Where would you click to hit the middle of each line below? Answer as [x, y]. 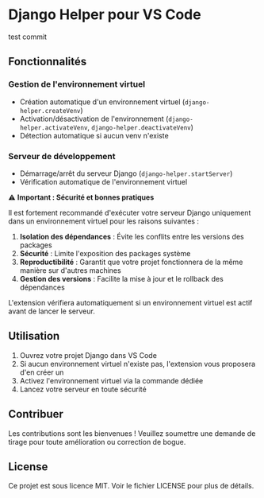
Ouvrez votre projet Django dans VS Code [88, 355]
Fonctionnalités [48, 62]
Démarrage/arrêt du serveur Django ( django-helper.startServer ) [126, 173]
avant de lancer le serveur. [52, 311]
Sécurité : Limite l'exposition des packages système [105, 253]
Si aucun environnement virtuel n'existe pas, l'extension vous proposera [138, 364]
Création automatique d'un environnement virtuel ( [102, 102]
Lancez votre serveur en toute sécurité [83, 389]
